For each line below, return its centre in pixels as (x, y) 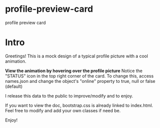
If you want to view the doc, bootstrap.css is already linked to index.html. (79, 105)
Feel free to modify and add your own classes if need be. (63, 110)
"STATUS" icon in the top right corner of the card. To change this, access (80, 76)
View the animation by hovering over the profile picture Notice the (74, 71)
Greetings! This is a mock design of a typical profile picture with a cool (77, 56)
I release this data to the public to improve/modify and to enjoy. (69, 96)
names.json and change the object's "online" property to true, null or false (80, 81)
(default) (14, 86)
